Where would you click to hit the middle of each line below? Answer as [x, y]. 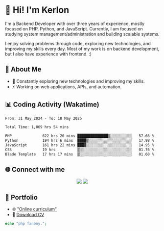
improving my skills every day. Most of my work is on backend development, [82, 49]
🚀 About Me [23, 69]
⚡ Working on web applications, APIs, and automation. [67, 87]
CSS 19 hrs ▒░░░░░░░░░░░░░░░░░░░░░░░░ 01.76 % [80, 150]
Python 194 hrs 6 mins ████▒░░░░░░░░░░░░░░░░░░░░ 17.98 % [80, 141]
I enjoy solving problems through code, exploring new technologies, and [78, 43]
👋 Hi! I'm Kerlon [37, 10]
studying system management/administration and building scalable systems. [82, 34]
